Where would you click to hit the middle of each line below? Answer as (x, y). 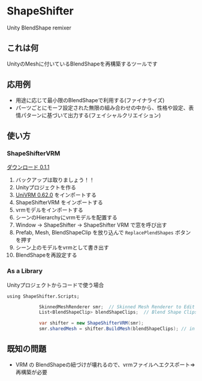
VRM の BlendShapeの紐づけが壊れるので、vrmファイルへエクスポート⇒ (105, 364)
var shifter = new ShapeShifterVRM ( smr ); (91, 323)
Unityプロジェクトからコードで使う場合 (55, 285)
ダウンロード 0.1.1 (28, 167)
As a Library (25, 271)
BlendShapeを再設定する (46, 255)
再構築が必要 (31, 372)
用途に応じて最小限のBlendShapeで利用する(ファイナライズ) (90, 100)
